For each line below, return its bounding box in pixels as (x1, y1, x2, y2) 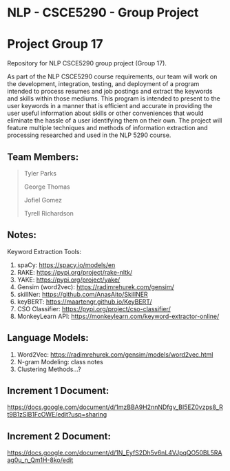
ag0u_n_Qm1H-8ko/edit (7, 456, 74, 464)
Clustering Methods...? (17, 365, 81, 373)
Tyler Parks (23, 169, 57, 177)
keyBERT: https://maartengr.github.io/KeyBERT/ (17, 297, 153, 306)
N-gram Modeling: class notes (17, 357, 103, 366)
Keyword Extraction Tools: (7, 247, 81, 255)
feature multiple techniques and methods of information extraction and (7, 124, 208, 132)
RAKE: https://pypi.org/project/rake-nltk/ (17, 268, 133, 276)
